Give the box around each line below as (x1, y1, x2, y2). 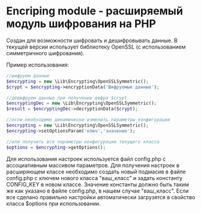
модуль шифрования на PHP (6, 17, 156, 31)
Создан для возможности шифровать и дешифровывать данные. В (6, 37, 178, 44)
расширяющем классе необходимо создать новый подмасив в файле (6, 168, 186, 175)
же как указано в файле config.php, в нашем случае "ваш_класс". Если (6, 187, 189, 194)
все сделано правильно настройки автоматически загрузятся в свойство (6, 193, 196, 200)
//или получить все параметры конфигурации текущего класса (6, 139, 160, 145)
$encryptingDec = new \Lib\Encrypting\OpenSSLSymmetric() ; (6, 100, 157, 106)
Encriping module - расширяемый (6, 4, 183, 18)
